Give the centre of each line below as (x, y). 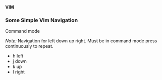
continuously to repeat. (29, 46)
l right (19, 72)
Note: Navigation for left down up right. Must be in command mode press (81, 41)
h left (18, 56)
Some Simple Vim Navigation (42, 20)
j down (19, 61)
